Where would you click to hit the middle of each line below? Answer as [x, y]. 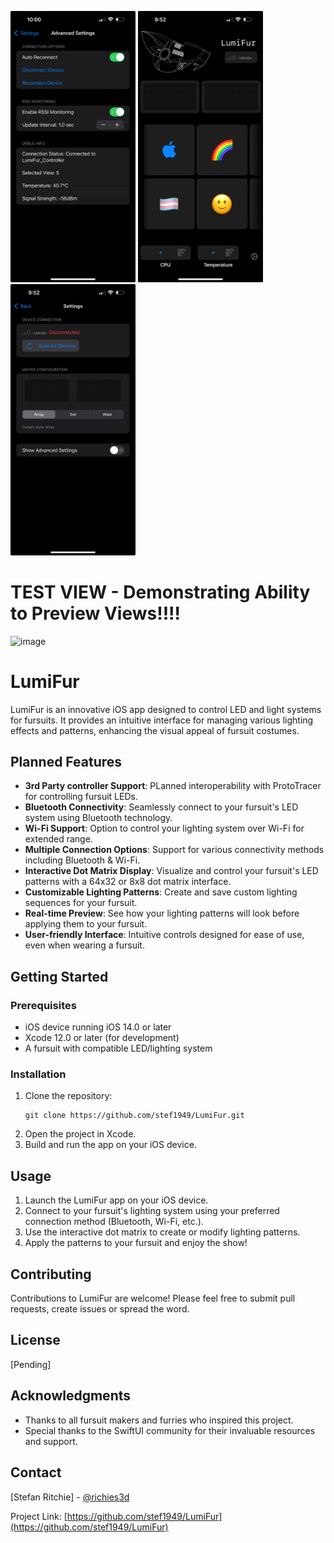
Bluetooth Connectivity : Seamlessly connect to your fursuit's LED [161, 807]
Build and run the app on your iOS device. [110, 1145]
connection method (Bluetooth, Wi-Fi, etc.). [114, 1222]
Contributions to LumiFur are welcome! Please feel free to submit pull [153, 1298]
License [35, 1340]
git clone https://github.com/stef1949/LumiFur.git [134, 1116]
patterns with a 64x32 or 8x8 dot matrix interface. [128, 882]
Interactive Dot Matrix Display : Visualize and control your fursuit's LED [171, 871]
